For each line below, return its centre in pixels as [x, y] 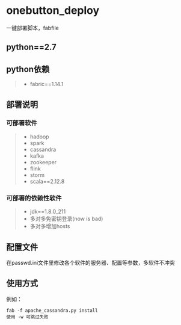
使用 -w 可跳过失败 [27, 317]
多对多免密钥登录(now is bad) [66, 219]
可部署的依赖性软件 [34, 198]
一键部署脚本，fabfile [32, 28]
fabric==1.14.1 [47, 84]
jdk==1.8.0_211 [48, 212]
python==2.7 [32, 47]
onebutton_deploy [53, 11]
